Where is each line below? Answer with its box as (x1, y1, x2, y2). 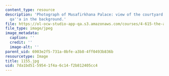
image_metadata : (5, 30, 39, 35)
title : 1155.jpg (5, 58, 39, 63)
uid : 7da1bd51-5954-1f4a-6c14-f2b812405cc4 (5, 63, 98, 68)
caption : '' (10, 35, 35, 40)
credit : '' (10, 40, 33, 45)
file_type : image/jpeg (5, 26, 53, 31)
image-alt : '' (10, 44, 39, 49)
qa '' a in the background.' (10, 16, 66, 21)
